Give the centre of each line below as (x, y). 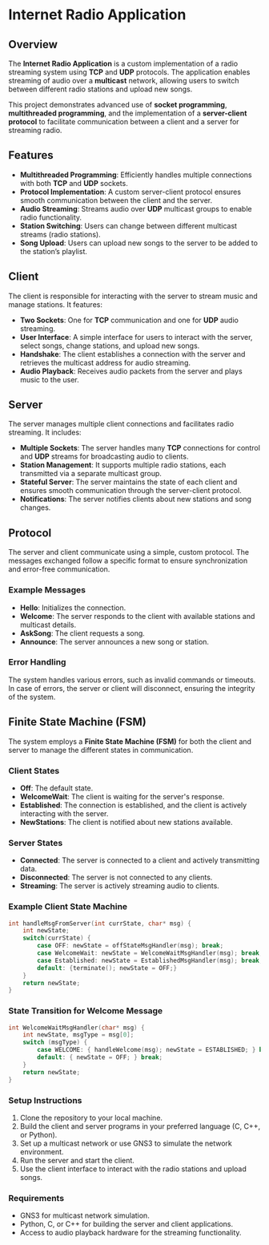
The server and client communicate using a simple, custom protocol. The (129, 552)
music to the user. (50, 379)
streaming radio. (35, 130)
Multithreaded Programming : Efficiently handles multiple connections (136, 175)
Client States (34, 770)
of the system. (32, 697)
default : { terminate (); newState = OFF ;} (107, 968)
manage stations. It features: (55, 304)
